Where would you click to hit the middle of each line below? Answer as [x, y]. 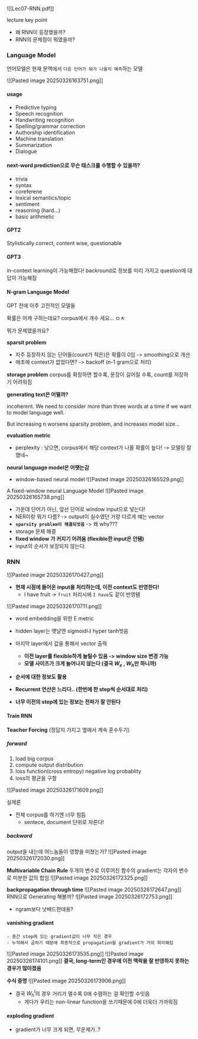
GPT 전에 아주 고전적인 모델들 [41, 306]
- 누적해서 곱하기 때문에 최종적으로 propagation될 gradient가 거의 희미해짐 [90, 943]
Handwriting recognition [44, 120]
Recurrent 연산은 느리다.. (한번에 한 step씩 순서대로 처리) [82, 690]
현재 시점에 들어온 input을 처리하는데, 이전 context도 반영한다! [87, 587]
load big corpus [34, 759]
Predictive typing [36, 107]
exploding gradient [31, 1015]
